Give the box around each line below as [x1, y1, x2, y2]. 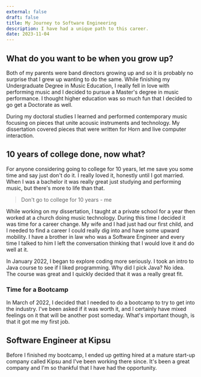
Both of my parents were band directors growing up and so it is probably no [6, 69, 194, 76]
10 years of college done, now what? [6, 149, 146, 160]
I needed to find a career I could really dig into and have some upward [6, 226, 180, 234]
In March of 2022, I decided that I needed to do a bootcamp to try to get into [6, 299, 195, 306]
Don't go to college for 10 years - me [20, 196, 112, 203]
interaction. [6, 131, 35, 139]
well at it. [6, 246, 29, 253]
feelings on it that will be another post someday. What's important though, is [6, 312, 195, 319]
